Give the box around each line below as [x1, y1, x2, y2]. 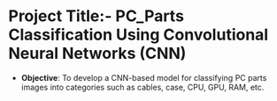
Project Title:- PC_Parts [8, 6, 185, 26]
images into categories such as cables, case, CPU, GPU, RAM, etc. [20, 82, 265, 92]
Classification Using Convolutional [8, 25, 269, 45]
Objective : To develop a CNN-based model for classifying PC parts [20, 72, 267, 83]
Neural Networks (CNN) [8, 44, 187, 63]
